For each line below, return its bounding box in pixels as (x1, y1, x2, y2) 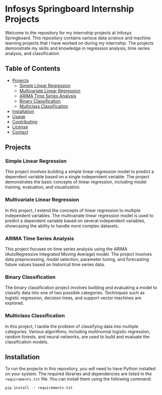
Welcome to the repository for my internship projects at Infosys (5, 30, 132, 35)
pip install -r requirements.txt (5, 385, 73, 391)
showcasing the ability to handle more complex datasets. (5, 223, 119, 229)
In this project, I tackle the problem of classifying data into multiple (5, 323, 139, 329)
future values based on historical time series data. (5, 261, 106, 268)
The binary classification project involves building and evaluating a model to (5, 285, 157, 291)
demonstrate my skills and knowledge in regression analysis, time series (5, 45, 150, 51)
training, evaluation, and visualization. (5, 184, 81, 190)
